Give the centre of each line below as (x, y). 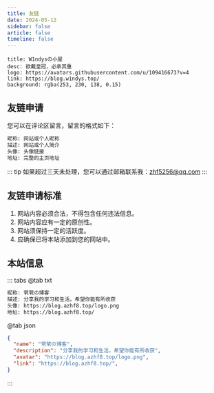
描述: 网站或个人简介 (33, 145)
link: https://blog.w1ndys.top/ (53, 79)
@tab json (21, 325)
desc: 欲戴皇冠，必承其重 (40, 67)
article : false (29, 33)
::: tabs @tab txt (30, 281)
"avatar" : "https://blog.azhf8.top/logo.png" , (81, 357)
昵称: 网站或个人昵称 (33, 139)
